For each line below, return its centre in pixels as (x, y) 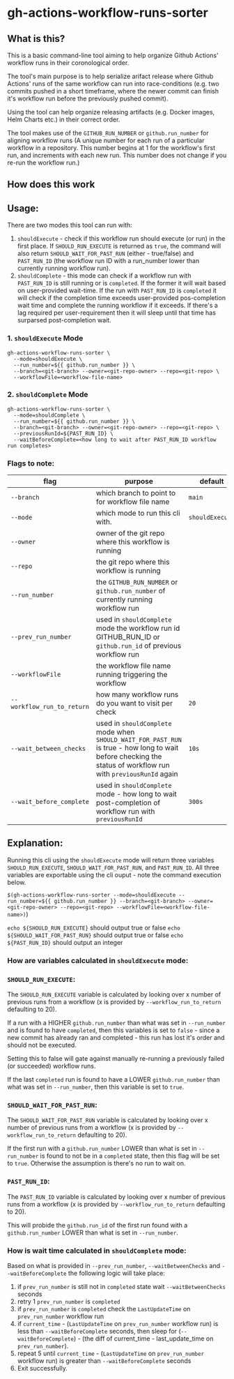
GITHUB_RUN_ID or (128, 637)
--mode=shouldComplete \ (49, 415)
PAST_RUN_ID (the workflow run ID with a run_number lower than (108, 261)
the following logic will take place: (116, 1273)
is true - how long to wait (138, 748)
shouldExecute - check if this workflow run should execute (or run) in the (121, 239)
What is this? (36, 39)
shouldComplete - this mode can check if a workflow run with (104, 276)
